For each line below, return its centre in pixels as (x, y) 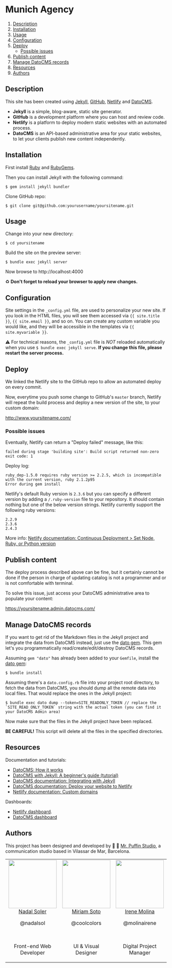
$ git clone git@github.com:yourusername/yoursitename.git (70, 206)
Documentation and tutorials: (36, 760)
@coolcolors (86, 923)
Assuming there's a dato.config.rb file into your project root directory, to (82, 682)
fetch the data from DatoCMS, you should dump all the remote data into (81, 688)
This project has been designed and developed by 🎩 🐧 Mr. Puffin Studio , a (83, 846)
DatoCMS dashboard (35, 817)
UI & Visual (87, 946)
